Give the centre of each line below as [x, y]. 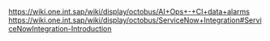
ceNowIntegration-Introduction [60, 29]
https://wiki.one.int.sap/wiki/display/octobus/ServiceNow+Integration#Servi [135, 20]
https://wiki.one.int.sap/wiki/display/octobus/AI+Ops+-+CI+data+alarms [129, 12]
